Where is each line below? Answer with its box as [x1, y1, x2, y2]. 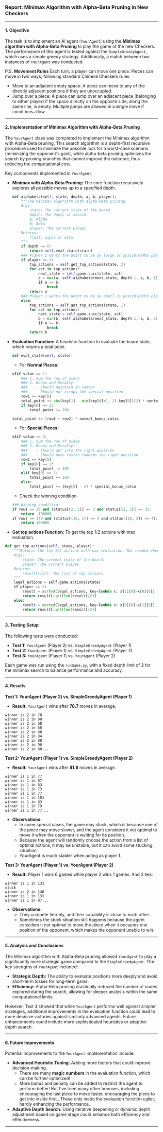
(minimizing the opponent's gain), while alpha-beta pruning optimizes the [5, 150, 152, 157]
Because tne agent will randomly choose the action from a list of [19, 837, 148, 843]
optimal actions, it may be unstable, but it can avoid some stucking [19, 842, 153, 848]
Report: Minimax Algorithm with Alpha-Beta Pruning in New [5, 4, 148, 11]
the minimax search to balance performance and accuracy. [5, 667, 123, 673]
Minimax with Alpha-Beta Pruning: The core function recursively [12, 179, 144, 186]
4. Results [5, 683, 26, 689]
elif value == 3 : [12, 435, 48, 439]
